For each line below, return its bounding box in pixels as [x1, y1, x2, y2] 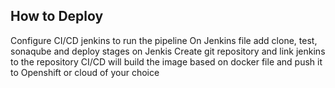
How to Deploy [10, 8, 104, 25]
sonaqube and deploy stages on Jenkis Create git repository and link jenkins [10, 45, 326, 57]
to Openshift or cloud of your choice [10, 66, 160, 78]
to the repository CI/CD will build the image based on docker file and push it [10, 55, 323, 68]
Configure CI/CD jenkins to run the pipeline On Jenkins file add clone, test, [10, 34, 318, 46]
